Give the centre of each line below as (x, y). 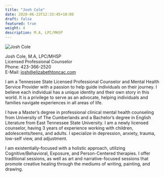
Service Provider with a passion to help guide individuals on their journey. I (81, 87)
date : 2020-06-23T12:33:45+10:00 (40, 14)
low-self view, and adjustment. (36, 138)
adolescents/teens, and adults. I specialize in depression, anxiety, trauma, (80, 133)
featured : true (21, 23)
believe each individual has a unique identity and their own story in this (77, 92)
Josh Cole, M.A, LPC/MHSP (33, 56)
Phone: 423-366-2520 (28, 67)
